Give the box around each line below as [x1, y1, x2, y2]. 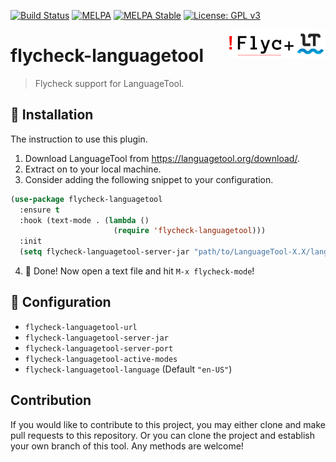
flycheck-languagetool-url [24, 322, 138, 332]
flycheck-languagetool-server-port [24, 343, 174, 354]
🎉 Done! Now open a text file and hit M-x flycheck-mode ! [24, 265, 255, 277]
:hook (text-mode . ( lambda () [19, 215, 150, 225]
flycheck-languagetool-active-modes [24, 354, 178, 364]
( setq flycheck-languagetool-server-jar [19, 247, 190, 257]
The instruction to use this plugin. [10, 133, 148, 145]
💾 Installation [10, 106, 94, 124]
